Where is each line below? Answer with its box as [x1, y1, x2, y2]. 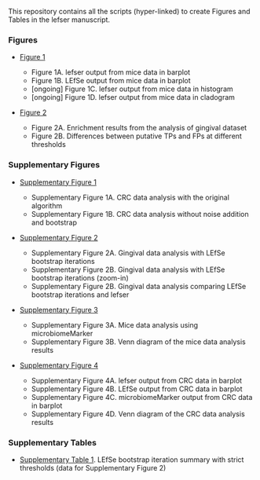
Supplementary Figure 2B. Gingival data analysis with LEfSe [31, 265, 225, 274]
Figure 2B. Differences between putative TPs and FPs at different [31, 131, 242, 141]
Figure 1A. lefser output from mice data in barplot [31, 68, 191, 77]
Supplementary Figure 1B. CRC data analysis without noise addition [31, 209, 249, 218]
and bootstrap [31, 218, 77, 227]
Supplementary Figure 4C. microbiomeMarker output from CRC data [31, 392, 253, 401]
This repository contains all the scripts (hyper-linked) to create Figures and [8, 7, 251, 16]
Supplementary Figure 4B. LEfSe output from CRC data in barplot [31, 384, 243, 394]
